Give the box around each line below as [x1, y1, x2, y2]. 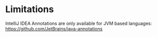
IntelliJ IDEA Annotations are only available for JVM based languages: [5, 20, 152, 26]
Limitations [5, 4, 54, 15]
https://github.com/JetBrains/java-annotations [5, 25, 103, 31]
